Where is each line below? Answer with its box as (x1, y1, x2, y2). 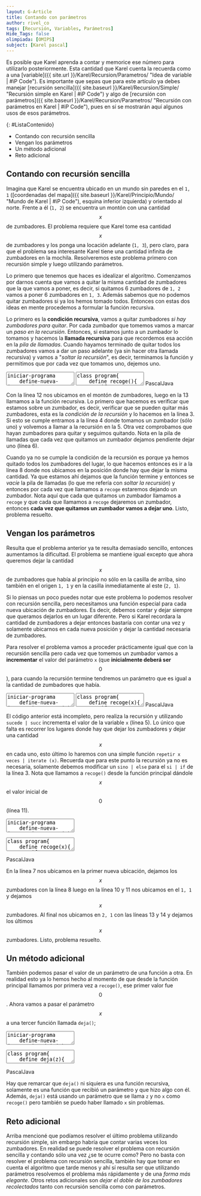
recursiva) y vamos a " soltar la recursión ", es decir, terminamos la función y (6, 354, 193, 361)
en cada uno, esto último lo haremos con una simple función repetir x (6, 750, 181, 757)
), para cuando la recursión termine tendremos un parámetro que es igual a (6, 674, 191, 682)
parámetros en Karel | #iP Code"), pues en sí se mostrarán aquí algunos (6, 103, 184, 110)
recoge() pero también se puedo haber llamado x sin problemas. (6, 1099, 165, 1106)
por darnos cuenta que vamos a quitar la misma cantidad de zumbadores (6, 278, 187, 285)
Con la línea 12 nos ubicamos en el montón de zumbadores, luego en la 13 (6, 391, 189, 398)
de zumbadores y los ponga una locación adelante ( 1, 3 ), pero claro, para (6, 241, 189, 248)
